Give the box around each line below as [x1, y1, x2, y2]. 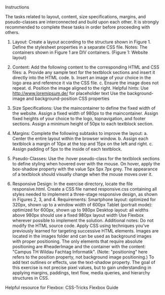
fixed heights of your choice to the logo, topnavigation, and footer [12, 116, 146, 121]
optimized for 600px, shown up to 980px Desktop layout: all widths [12, 207, 149, 213]
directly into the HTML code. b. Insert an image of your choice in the [12, 75, 151, 80]
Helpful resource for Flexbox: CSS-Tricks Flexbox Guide [5, 285, 119, 290]
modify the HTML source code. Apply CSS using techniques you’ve [12, 223, 149, 229]
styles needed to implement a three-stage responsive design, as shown [12, 192, 158, 197]
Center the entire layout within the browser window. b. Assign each [12, 135, 149, 141]
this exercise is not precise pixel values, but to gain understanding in [12, 264, 152, 270]
